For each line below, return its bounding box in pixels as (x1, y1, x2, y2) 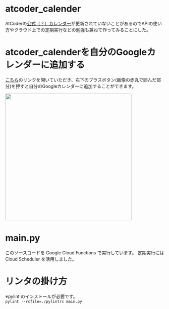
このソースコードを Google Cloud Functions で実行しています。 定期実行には (5, 249, 164, 256)
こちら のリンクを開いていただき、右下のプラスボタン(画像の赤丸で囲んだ (5, 76, 157, 83)
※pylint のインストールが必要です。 (5, 293, 78, 299)
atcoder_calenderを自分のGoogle (5, 47, 147, 58)
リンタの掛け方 (5, 276, 68, 287)
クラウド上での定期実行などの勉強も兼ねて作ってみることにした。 (14, 26, 151, 33)
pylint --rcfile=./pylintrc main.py (5, 299, 82, 304)
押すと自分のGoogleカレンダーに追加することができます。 (16, 83, 137, 89)
